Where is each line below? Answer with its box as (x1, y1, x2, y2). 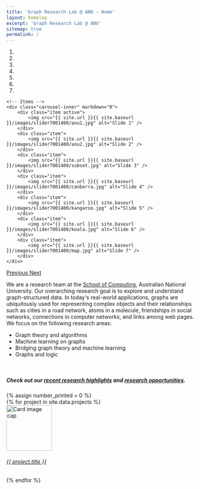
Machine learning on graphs (15, 338, 86, 345)
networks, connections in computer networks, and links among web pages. (6, 313, 195, 321)
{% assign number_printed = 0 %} (6, 392, 92, 399)
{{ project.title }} (6, 457, 47, 465)
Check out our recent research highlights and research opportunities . (6, 376, 186, 384)
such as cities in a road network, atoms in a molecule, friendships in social (6, 307, 192, 314)
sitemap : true (6, 26, 42, 32)
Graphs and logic (15, 351, 58, 358)
